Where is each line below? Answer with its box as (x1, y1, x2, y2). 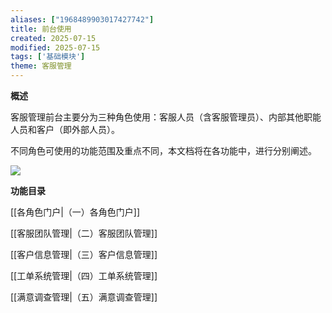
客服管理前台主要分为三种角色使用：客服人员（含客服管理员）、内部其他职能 (10, 111, 322, 123)
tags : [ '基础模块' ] (10, 52, 86, 62)
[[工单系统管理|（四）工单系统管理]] (10, 270, 158, 281)
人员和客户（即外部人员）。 (10, 124, 120, 135)
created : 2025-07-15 (10, 33, 97, 43)
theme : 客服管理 (10, 61, 72, 71)
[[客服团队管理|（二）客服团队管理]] (10, 227, 158, 239)
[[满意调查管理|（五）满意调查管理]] (10, 291, 158, 303)
